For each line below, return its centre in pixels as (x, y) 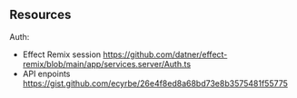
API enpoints (46, 73)
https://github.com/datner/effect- (165, 54)
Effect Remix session (62, 54)
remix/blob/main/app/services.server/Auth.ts (107, 64)
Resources (40, 15)
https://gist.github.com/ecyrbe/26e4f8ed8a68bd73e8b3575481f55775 (155, 83)
